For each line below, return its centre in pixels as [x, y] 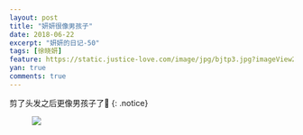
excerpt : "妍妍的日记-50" [55, 43]
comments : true [38, 76]
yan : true [28, 68]
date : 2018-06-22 [42, 34]
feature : [26, 59]
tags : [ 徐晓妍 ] [36, 51]
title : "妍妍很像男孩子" [51, 26]
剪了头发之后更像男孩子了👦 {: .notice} [79, 103]
